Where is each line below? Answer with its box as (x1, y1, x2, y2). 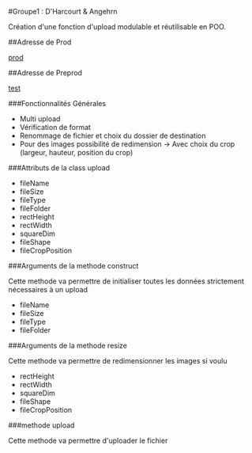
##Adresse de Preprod (8, 68, 83, 78)
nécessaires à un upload (8, 285, 88, 294)
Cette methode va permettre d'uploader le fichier (8, 436, 168, 445)
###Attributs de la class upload (8, 163, 111, 173)
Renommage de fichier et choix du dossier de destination (19, 131, 206, 140)
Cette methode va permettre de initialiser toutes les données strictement (8, 276, 245, 286)
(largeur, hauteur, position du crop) (19, 148, 134, 157)
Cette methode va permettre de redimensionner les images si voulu (8, 356, 228, 365)
